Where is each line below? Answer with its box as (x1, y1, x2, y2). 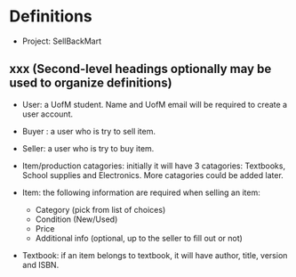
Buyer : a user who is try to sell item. (21, 126, 156, 136)
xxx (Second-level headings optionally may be (9, 61, 272, 77)
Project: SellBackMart (21, 36, 102, 46)
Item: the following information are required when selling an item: (21, 187, 260, 198)
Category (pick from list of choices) (35, 204, 166, 215)
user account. (21, 109, 74, 119)
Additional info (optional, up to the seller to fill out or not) (35, 232, 243, 243)
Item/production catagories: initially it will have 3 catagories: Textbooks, (21, 160, 286, 171)
